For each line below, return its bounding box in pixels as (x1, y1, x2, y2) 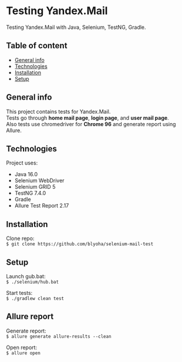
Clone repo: (6, 235, 35, 242)
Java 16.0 (14, 171, 38, 178)
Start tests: (6, 289, 33, 296)
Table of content (6, 41, 68, 51)
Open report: (6, 344, 37, 351)
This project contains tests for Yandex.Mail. (6, 108, 111, 115)
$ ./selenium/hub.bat (6, 279, 59, 285)
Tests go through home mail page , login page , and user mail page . (6, 114, 169, 121)
